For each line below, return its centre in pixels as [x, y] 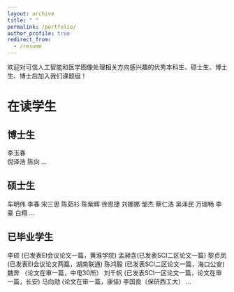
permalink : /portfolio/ [42, 27]
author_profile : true [39, 33]
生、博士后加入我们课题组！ [47, 76]
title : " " [23, 20]
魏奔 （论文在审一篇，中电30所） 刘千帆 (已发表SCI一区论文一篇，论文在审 [115, 272]
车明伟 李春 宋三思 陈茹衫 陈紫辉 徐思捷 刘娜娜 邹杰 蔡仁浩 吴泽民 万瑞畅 [111, 204]
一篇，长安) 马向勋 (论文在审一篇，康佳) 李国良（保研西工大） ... [100, 281]
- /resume [28, 46]
